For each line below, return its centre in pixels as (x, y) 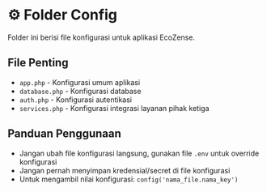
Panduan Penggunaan (65, 134)
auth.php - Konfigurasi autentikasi (76, 100)
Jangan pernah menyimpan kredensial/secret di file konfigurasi (125, 170)
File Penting (38, 63)
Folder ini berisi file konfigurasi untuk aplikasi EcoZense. (102, 37)
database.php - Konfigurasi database (80, 91)
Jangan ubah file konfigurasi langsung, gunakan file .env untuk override (139, 153)
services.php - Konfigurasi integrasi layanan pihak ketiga (114, 108)
